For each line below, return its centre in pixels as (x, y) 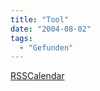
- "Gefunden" (46, 47)
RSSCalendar (37, 76)
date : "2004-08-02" (51, 29)
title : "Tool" (40, 19)
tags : (21, 38)
